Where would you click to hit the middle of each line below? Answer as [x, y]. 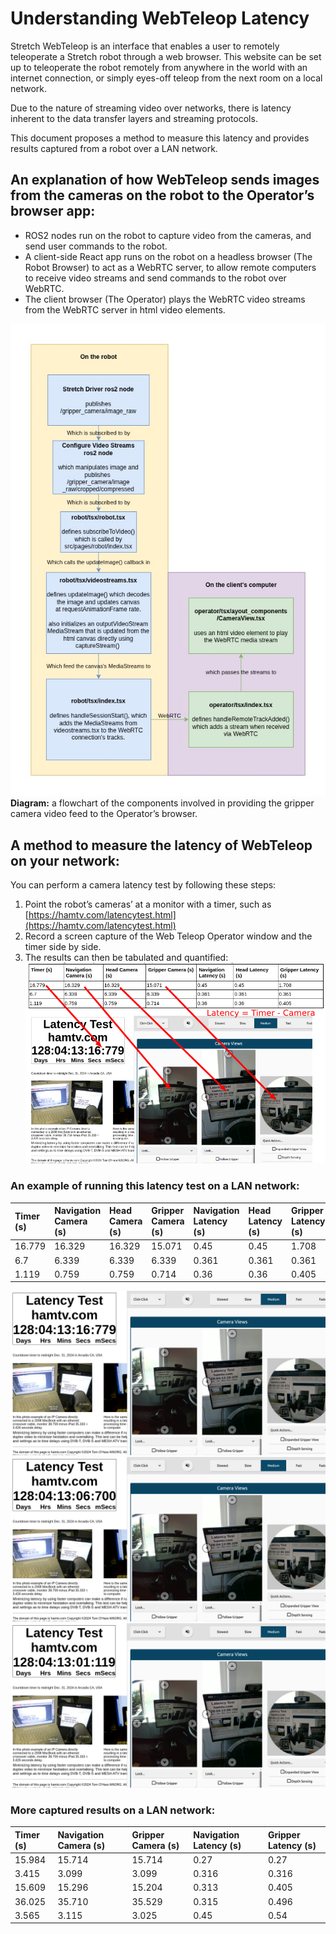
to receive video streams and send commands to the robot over [155, 278]
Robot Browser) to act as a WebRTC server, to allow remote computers [170, 267]
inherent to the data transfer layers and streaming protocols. [134, 118]
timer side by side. [63, 947]
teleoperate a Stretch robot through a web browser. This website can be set [166, 56]
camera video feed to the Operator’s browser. [104, 814]
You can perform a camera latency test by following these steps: [143, 885]
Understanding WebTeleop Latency [160, 18]
